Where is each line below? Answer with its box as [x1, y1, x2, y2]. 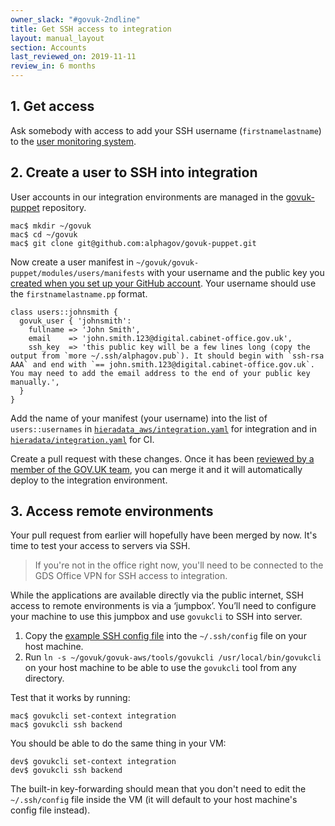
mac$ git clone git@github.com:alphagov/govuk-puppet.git [10, 238, 257, 248]
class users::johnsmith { [10, 307, 118, 317]
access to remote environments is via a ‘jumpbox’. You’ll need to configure [10, 600, 317, 612]
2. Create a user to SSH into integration [10, 164, 258, 181]
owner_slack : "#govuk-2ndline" [10, 14, 141, 25]
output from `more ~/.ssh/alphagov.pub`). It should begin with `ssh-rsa [10, 351, 325, 361]
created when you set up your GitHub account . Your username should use [10, 277, 317, 289]
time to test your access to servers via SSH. [10, 540, 191, 552]
